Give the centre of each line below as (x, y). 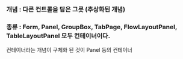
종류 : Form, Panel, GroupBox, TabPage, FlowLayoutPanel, (92, 27)
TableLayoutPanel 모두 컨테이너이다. (58, 36)
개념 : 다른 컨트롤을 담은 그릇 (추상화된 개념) (66, 9)
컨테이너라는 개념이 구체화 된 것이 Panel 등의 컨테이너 (69, 50)
